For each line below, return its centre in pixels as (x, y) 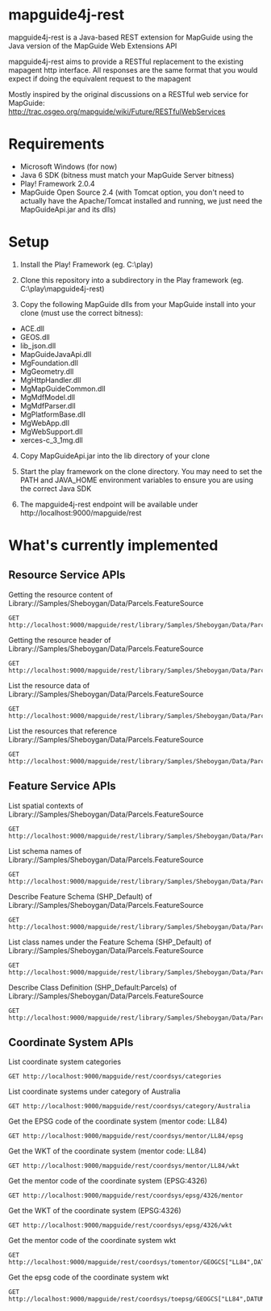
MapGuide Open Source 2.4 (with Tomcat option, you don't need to (132, 192)
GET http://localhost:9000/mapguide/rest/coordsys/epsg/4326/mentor (126, 1196)
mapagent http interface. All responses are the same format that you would (133, 69)
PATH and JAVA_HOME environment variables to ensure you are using (137, 480)
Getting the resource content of (60, 595)
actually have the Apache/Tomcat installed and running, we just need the (141, 200)
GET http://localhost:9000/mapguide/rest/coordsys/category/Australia (129, 1107)
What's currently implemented (113, 545)
